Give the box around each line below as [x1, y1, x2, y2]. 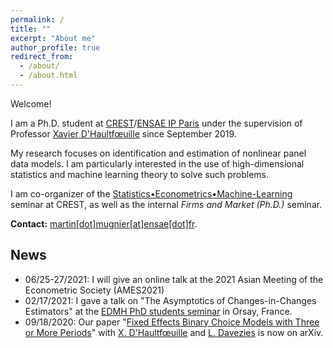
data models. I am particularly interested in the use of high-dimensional [10, 157, 305, 170]
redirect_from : [10, 52, 74, 62]
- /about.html [19, 71, 78, 81]
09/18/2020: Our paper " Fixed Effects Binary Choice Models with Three [24, 316, 320, 328]
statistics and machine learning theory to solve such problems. [10, 168, 269, 180]
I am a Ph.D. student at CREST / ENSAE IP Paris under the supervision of [10, 117, 303, 129]
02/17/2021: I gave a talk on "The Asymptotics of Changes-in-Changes [24, 294, 317, 306]
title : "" [10, 24, 52, 34]
